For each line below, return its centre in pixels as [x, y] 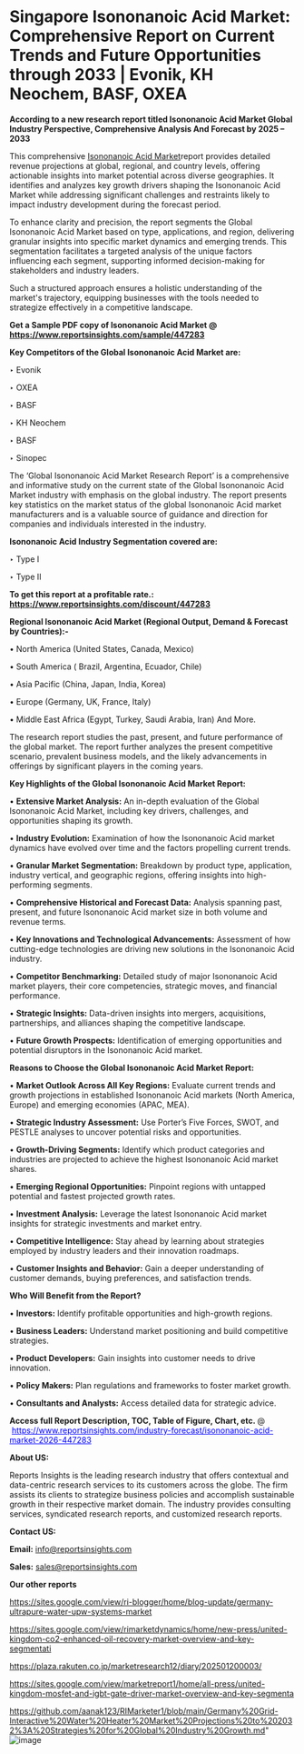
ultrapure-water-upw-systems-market [81, 1611]
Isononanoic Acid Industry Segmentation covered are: [113, 541]
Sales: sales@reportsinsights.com [74, 1567]
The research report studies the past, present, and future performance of [146, 737]
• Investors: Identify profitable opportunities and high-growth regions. [141, 1313]
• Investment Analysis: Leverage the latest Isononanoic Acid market [138, 1213]
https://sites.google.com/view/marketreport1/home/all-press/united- [137, 1683]
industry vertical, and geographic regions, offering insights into [127, 875]
